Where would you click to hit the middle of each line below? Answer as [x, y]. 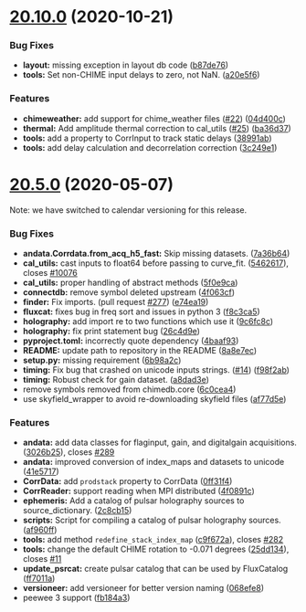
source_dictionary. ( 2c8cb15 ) [77, 511]
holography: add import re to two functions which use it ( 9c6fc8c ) [148, 322]
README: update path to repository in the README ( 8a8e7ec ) [140, 351]
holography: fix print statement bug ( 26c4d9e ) [111, 332]
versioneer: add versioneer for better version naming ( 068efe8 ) [143, 588]
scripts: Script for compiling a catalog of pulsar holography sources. [152, 520]
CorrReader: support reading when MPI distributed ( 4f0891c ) [138, 491]
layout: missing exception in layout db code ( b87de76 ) [126, 65]
